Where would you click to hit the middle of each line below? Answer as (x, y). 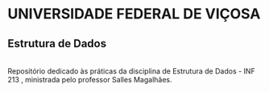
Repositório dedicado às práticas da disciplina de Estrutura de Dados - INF (131, 71)
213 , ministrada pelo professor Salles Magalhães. (90, 80)
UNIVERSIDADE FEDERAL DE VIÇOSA (134, 14)
